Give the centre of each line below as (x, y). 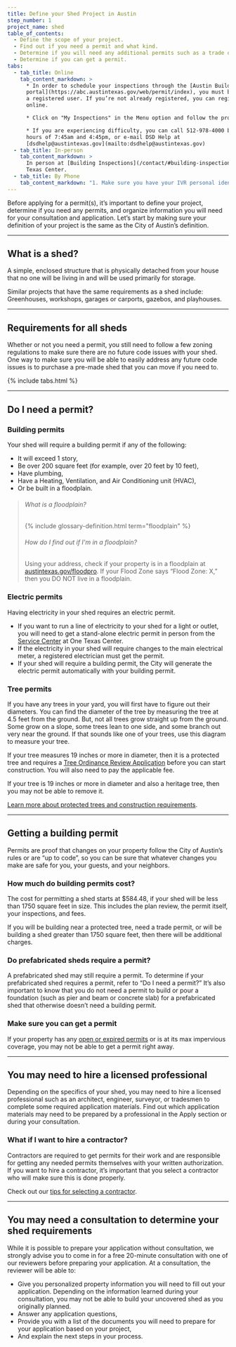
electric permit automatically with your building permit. (96, 671)
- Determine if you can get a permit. (71, 60)
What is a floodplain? (55, 504)
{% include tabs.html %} (43, 381)
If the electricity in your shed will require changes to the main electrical (120, 648)
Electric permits (35, 597)
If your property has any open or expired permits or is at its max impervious (117, 1039)
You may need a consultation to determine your (113, 1220)
